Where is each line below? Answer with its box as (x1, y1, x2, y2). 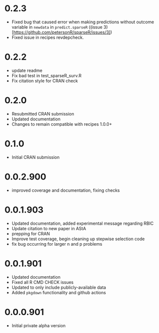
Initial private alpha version (11, 322, 66, 328)
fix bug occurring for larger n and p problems (11, 241, 103, 247)
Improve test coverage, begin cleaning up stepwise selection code (11, 236, 145, 242)
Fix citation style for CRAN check (11, 78, 78, 83)
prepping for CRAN (11, 231, 50, 236)
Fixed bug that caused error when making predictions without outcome (11, 19, 154, 25)
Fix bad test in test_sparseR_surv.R (11, 72, 82, 78)
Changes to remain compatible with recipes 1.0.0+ (11, 121, 112, 127)
